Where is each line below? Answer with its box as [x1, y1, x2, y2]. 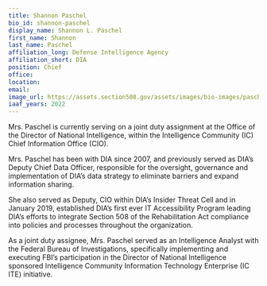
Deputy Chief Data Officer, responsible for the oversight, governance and [8, 163, 249, 172]
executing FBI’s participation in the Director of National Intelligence [8, 253, 227, 262]
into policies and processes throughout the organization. [8, 220, 193, 230]
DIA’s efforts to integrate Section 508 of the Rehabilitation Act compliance [8, 212, 249, 222]
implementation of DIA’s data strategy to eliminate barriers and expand [8, 172, 239, 181]
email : [8, 85, 30, 94]
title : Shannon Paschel [8, 11, 87, 20]
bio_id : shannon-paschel [8, 19, 91, 27]
